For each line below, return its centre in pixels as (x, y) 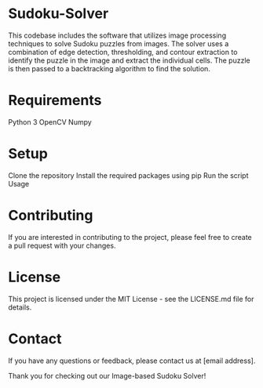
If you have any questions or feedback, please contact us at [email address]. (132, 361)
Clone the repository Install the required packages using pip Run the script (128, 175)
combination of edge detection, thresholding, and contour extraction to (123, 52)
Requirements (55, 101)
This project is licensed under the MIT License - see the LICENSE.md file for (131, 299)
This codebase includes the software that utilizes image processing (117, 35)
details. (20, 307)
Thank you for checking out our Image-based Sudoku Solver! (107, 375)
